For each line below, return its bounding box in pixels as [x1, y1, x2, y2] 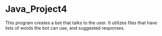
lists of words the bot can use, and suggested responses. [5, 25, 125, 31]
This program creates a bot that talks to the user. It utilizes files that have [5, 20, 157, 26]
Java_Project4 [5, 3, 67, 15]
